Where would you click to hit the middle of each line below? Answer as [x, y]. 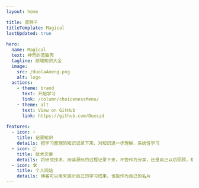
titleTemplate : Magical [36, 28]
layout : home [22, 12]
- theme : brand [36, 88]
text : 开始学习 [39, 94]
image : [20, 66]
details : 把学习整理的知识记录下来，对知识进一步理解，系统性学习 [88, 143]
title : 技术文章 [35, 154]
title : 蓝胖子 [22, 22]
